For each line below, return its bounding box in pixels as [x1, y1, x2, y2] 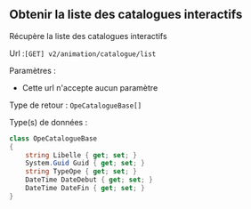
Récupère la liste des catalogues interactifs [9, 30, 167, 41]
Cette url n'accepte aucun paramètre [21, 82, 158, 92]
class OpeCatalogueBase [9, 133, 98, 143]
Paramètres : [9, 65, 56, 76]
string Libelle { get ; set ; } [25, 150, 138, 159]
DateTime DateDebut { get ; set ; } [25, 175, 153, 185]
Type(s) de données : [9, 117, 88, 127]
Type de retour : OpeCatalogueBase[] [9, 100, 142, 110]
